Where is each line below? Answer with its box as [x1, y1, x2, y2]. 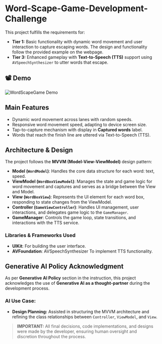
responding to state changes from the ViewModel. [12, 199, 112, 205]
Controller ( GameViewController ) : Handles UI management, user [12, 205, 139, 210]
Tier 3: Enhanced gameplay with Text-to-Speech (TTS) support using [12, 54, 152, 60]
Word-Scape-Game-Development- [5, 3, 148, 14]
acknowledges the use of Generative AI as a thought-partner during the [5, 280, 150, 286]
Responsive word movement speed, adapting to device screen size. [12, 121, 147, 127]
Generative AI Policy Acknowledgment [5, 262, 124, 271]
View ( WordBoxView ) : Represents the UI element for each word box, [12, 194, 145, 200]
